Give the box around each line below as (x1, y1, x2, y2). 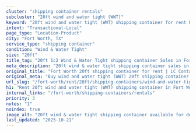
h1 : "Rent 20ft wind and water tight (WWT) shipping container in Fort (6, 85, 184, 91)
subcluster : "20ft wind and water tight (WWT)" (6, 14, 124, 20)
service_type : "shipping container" (6, 41, 95, 47)
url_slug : (6, 79, 30, 85)
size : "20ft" (6, 52, 38, 58)
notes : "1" (6, 100, 33, 107)
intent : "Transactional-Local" (6, 25, 82, 31)
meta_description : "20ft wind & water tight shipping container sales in (6, 62, 190, 69)
